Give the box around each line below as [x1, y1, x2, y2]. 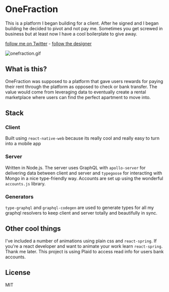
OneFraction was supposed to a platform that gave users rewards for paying [5, 78, 163, 84]
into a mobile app [5, 141, 41, 147]
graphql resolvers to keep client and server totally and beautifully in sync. [5, 210, 157, 216]
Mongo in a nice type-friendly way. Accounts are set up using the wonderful [5, 175, 163, 181]
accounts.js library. [5, 180, 46, 186]
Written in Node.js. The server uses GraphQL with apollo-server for [5, 164, 146, 170]
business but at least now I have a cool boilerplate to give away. [5, 31, 137, 37]
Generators [5, 193, 34, 200]
